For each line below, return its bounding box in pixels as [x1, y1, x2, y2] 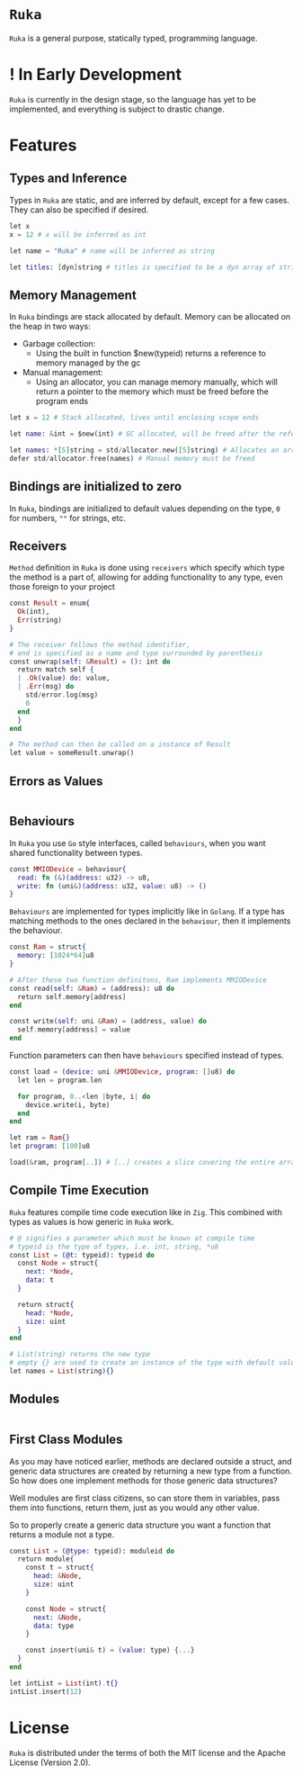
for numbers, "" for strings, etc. [9, 512, 126, 523]
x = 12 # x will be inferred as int [9, 230, 147, 239]
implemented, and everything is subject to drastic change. [9, 104, 225, 114]
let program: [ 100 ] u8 [9, 1141, 91, 1151]
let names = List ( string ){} [9, 1366, 115, 1375]
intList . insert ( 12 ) [9, 1687, 83, 1696]
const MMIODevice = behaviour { [9, 864, 127, 874]
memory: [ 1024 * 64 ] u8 [17, 951, 94, 960]
